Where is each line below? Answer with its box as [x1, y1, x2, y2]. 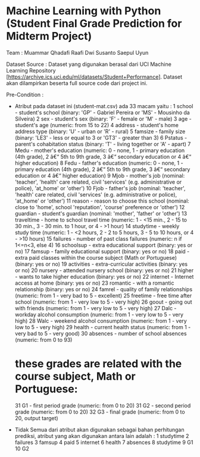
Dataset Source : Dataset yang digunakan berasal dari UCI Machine [6, 61, 171, 68]
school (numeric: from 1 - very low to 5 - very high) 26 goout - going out [14, 298, 192, 305]
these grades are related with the [14, 357, 182, 371]
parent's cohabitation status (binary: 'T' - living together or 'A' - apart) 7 [14, 140, 191, 147]
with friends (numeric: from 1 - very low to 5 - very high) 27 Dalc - [14, 304, 177, 311]
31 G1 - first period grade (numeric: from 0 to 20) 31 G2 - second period [14, 402, 191, 409]
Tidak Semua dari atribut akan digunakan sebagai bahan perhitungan [14, 426, 185, 433]
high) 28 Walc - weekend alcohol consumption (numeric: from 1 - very [14, 317, 187, 324]
